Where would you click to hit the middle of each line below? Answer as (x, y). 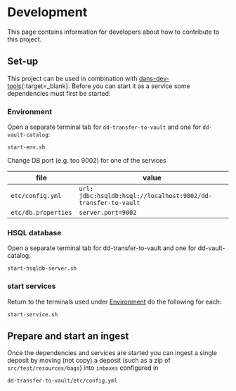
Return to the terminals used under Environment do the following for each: (114, 302)
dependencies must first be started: (59, 93)
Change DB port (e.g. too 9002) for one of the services (87, 161)
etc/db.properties (41, 213)
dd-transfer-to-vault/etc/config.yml (63, 381)
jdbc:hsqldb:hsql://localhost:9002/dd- (145, 196)
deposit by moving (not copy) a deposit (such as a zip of (89, 361)
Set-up (23, 62)
